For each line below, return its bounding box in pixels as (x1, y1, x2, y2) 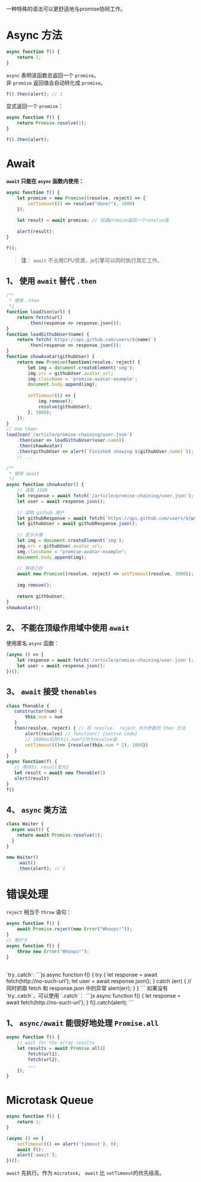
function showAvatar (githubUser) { (6, 354, 95, 360)
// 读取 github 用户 (17, 509, 65, 515)
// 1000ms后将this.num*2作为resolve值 (25, 736, 117, 742)
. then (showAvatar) (17, 443, 63, 449)
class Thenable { (6, 703, 50, 709)
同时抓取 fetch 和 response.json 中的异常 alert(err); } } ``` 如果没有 (6, 984, 169, 992)
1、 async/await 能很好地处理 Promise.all (6, 1017, 159, 1028)
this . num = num (25, 714, 63, 720)
